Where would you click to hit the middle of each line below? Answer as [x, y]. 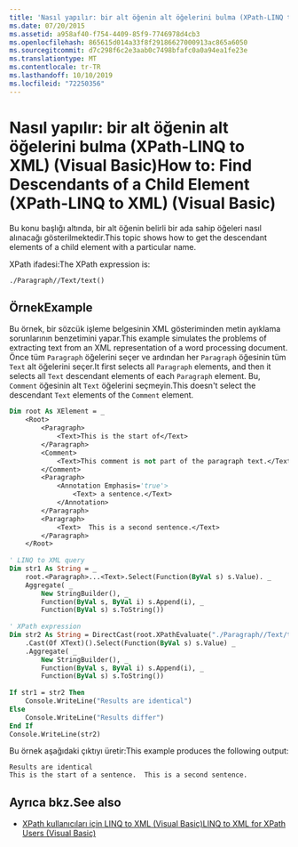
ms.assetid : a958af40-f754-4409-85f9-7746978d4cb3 [105, 34]
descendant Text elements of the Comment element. [102, 395]
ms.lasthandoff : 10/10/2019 [61, 76]
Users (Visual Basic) [59, 834]
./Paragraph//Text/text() [57, 280]
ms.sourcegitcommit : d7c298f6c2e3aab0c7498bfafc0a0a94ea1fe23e [129, 51]
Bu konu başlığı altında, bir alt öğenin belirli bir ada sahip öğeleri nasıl [135, 228]
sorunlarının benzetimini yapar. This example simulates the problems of [138, 338]
